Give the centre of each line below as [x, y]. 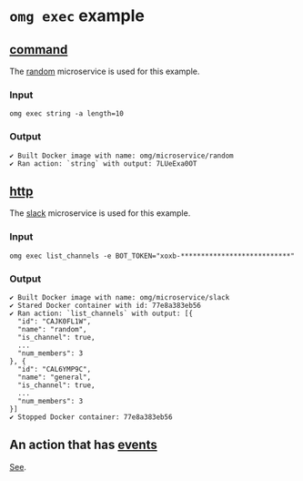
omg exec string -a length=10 [67, 114]
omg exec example [77, 16]
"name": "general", [55, 377]
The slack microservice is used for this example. [100, 213]
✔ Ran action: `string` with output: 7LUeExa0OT [103, 164]
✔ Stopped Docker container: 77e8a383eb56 [91, 417]
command [39, 50]
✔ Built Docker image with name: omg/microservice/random [121, 156]
